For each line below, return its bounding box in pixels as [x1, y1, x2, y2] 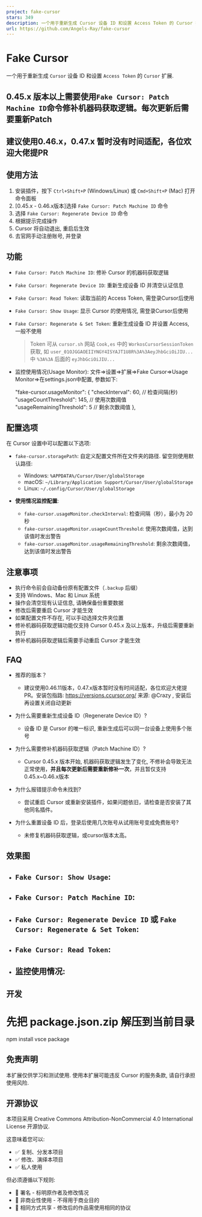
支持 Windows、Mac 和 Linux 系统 [14, 592, 100, 599]
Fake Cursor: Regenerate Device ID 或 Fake [14, 914, 177, 924]
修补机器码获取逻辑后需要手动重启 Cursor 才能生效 [14, 637, 141, 644]
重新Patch [14, 114, 52, 124]
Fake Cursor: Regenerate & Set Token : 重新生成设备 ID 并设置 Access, [14, 320, 189, 327]
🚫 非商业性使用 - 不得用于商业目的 [14, 1197, 100, 1204]
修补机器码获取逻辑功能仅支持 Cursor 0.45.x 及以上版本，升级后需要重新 [14, 622, 194, 629]
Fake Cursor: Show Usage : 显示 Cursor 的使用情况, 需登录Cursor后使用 [14, 307, 188, 314]
